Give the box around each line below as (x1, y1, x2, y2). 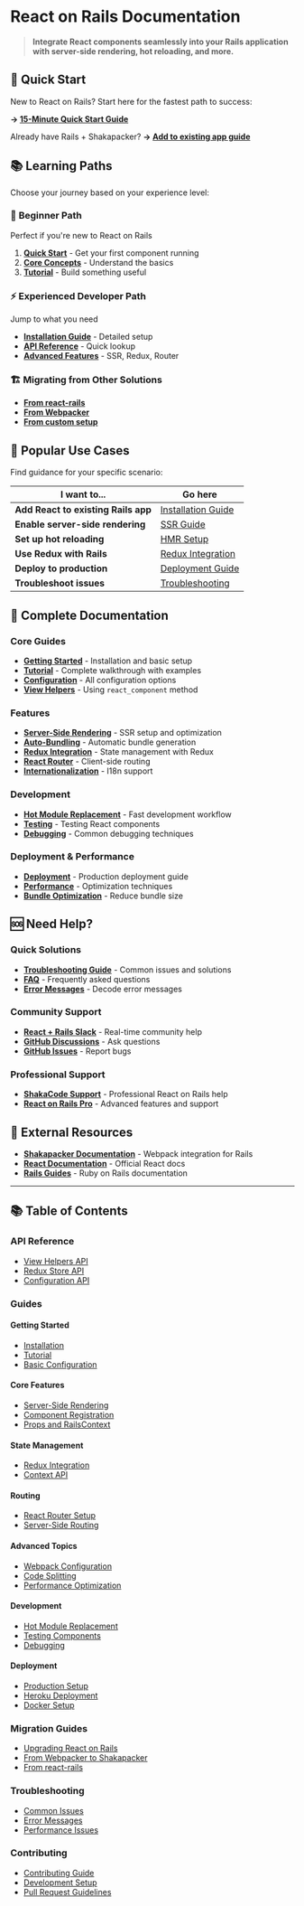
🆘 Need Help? (10, 916, 94, 932)
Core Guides (10, 634, 67, 647)
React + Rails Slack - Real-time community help (23, 1026, 202, 1037)
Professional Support (10, 1068, 106, 1081)
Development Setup (23, 1877, 97, 1888)
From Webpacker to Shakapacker (23, 1752, 148, 1763)
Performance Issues (23, 1824, 98, 1836)
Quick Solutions (10, 944, 82, 956)
